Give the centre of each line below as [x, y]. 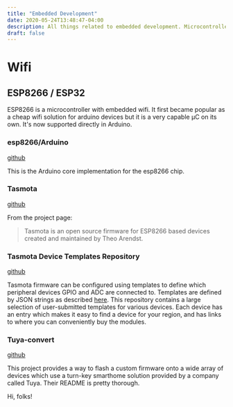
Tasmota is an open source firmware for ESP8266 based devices [117, 231]
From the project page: [40, 217]
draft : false [26, 33]
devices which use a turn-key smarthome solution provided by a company [113, 376]
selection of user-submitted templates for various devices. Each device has [115, 307]
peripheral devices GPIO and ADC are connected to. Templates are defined [114, 292]
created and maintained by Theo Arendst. [84, 238]
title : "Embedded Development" [52, 14]
